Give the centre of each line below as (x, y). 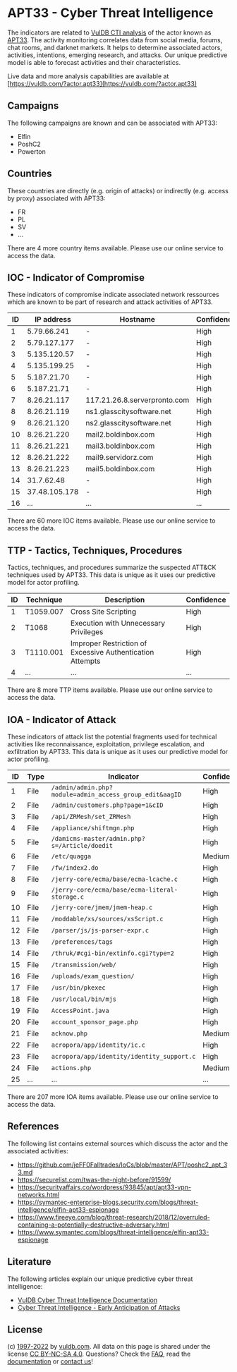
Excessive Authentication (112, 652)
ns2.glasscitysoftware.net (128, 423)
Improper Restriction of (109, 643)
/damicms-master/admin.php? (98, 838)
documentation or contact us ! (50, 1361)
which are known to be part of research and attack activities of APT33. (110, 302)
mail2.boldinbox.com (120, 435)
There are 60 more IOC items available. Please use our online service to (111, 521)
